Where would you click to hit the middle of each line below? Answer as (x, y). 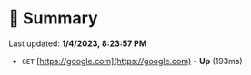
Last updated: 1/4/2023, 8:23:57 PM (78, 43)
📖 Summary (53, 19)
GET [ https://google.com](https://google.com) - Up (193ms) (132, 61)
